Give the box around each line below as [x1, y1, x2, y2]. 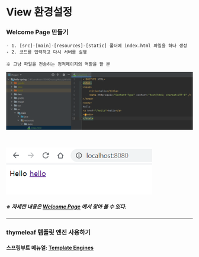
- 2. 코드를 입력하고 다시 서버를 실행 [6, 49, 87, 55]
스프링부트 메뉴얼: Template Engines [6, 244, 94, 251]
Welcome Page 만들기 [6, 28, 69, 36]
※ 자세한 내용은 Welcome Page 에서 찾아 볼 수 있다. [6, 203, 127, 210]
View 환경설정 [6, 5, 73, 19]
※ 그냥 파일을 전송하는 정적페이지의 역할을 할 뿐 [6, 62, 111, 68]
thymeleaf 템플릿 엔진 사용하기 [6, 229, 91, 237]
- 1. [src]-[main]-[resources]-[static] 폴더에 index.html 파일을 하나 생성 [6, 43, 188, 49]
